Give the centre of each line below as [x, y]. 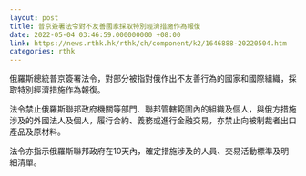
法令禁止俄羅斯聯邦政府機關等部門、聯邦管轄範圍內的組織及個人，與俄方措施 [153, 109]
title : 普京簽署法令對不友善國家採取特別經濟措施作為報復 [105, 26]
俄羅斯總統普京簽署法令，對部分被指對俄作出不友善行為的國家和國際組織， [149, 79]
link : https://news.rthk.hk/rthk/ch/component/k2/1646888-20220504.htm [148, 43]
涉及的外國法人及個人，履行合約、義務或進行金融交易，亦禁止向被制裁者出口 [153, 121]
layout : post [34, 18]
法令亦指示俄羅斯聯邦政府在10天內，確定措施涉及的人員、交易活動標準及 [145, 152]
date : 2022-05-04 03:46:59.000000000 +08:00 [95, 34]
